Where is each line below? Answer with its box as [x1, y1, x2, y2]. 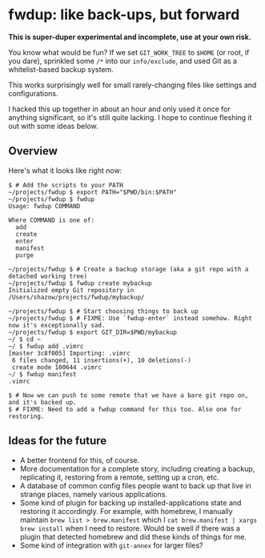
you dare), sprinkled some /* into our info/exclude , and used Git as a [8, 56, 238, 66]
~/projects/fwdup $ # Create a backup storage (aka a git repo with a [8, 265, 249, 273]
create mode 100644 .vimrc [11, 363, 102, 371]
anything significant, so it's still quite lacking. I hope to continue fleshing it [8, 112, 252, 122]
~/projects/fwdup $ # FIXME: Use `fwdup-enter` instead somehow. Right [8, 314, 252, 322]
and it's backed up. [8, 398, 78, 406]
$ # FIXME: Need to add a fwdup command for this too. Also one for [8, 405, 242, 413]
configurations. [8, 88, 58, 98]
